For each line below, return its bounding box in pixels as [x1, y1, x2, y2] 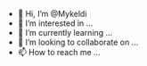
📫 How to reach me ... [17, 47, 101, 57]
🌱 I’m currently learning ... [17, 28, 113, 37]
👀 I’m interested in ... [17, 18, 94, 29]
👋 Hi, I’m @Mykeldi [17, 9, 87, 19]
